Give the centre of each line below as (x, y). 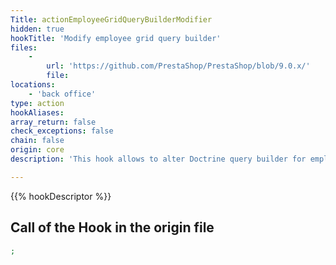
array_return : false (53, 122)
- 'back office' (62, 94)
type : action (37, 103)
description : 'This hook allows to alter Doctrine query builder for (158, 159)
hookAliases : (37, 112)
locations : (33, 85)
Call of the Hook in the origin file (112, 227)
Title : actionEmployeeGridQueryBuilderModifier (111, 19)
